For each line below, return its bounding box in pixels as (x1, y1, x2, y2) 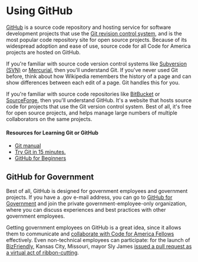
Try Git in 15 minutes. (14, 149, 66, 156)
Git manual (14, 142, 41, 149)
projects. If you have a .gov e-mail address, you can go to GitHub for (6, 194, 173, 201)
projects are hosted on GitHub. (6, 48, 81, 55)
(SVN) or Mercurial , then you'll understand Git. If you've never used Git (6, 66, 179, 73)
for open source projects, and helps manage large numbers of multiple (6, 109, 178, 116)
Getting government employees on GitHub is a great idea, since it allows (6, 224, 181, 231)
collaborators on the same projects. (6, 115, 93, 122)
